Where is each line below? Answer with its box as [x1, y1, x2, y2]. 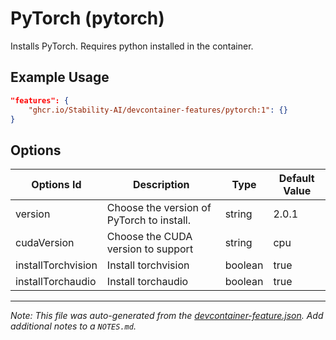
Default [278, 172, 315, 186]
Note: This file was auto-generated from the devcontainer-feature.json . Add [10, 310, 324, 322]
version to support [106, 242, 194, 256]
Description [133, 178, 190, 192]
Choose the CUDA [106, 230, 193, 244]
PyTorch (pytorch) [10, 7, 165, 30]
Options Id [31, 178, 82, 192]
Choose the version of [106, 201, 212, 215]
